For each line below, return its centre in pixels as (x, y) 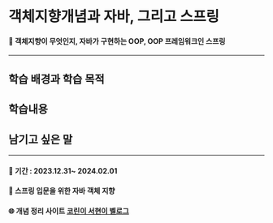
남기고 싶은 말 (41, 139)
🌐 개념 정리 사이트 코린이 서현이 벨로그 (69, 211)
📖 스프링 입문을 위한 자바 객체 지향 (62, 191)
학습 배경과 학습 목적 (56, 79)
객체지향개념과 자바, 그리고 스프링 (114, 17)
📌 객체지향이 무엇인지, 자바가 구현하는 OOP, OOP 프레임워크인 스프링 (117, 41)
